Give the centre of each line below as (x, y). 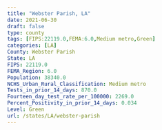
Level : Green (26, 109)
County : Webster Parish (41, 52)
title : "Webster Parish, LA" (49, 13)
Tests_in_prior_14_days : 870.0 (52, 90)
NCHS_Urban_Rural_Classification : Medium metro (77, 84)
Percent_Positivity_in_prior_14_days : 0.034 (72, 103)
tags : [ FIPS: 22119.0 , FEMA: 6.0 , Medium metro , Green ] (81, 39)
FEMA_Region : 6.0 (32, 71)
